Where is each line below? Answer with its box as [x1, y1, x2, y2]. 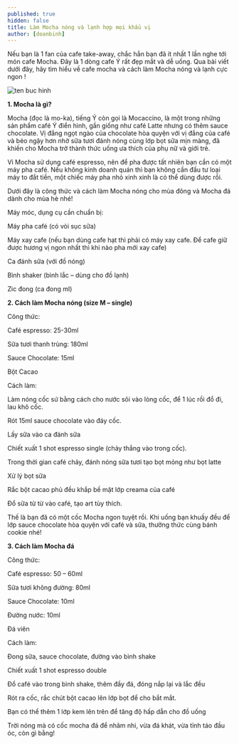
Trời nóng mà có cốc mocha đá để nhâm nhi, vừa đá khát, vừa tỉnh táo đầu [7, 721, 225, 730]
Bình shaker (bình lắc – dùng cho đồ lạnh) [7, 271, 129, 280]
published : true [7, 10, 55, 18]
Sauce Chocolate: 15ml [7, 354, 75, 362]
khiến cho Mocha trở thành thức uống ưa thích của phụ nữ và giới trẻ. [7, 144, 211, 153]
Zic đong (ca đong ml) [7, 285, 73, 293]
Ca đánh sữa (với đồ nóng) [7, 257, 85, 266]
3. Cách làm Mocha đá [7, 542, 75, 550]
